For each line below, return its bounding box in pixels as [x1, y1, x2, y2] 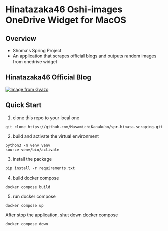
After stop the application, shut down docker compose [5, 212, 118, 218]
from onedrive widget [12, 59, 58, 64]
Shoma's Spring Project [12, 48, 62, 53]
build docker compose [12, 175, 59, 181]
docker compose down [5, 221, 49, 226]
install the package [12, 156, 52, 162]
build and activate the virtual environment [12, 133, 99, 139]
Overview [5, 34, 37, 43]
